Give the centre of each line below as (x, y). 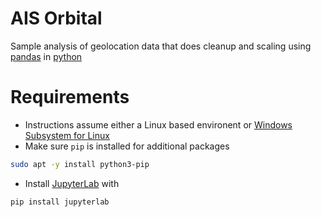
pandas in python (46, 56)
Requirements (70, 97)
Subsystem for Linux (67, 135)
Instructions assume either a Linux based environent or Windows (158, 124)
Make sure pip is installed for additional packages (127, 146)
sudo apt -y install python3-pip (80, 164)
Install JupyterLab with (72, 183)
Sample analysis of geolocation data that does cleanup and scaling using (161, 46)
